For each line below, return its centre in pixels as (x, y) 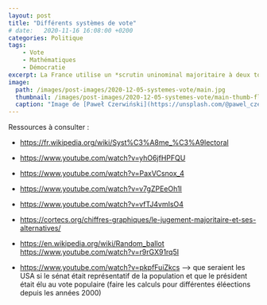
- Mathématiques (50, 61)
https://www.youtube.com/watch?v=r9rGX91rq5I (99, 252)
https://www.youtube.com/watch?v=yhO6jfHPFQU (103, 158)
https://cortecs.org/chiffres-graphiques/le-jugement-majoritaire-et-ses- (138, 220)
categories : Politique (46, 38)
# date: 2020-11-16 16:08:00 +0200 (71, 30)
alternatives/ (40, 229)
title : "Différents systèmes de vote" (72, 23)
